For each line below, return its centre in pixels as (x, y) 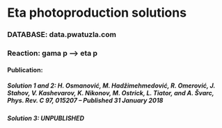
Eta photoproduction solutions (97, 13)
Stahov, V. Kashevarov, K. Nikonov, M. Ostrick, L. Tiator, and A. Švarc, (111, 93)
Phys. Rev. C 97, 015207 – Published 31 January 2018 (85, 101)
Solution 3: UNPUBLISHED (46, 118)
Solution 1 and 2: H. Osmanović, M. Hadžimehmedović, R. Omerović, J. (111, 86)
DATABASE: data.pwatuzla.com (62, 35)
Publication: (25, 70)
